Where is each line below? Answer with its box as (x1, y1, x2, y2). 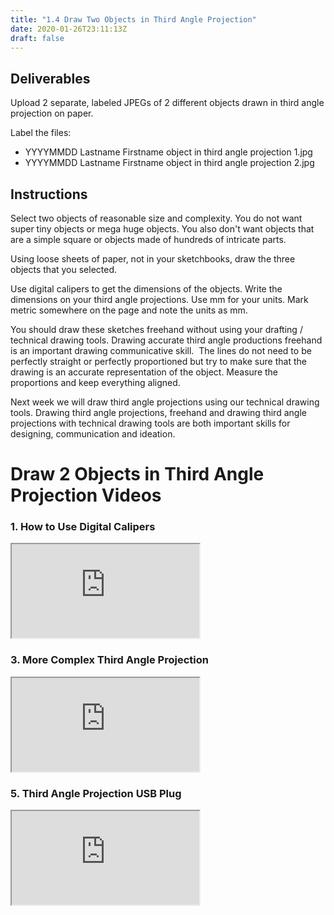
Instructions (10, 186, 88, 203)
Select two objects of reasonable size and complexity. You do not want (10, 212, 303, 224)
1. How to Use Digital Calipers (10, 520, 156, 534)
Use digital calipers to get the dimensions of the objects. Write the (10, 283, 283, 295)
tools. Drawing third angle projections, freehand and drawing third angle (10, 407, 307, 418)
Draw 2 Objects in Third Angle (10, 463, 265, 486)
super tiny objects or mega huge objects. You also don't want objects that (10, 223, 315, 235)
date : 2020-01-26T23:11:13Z (10, 24, 128, 34)
